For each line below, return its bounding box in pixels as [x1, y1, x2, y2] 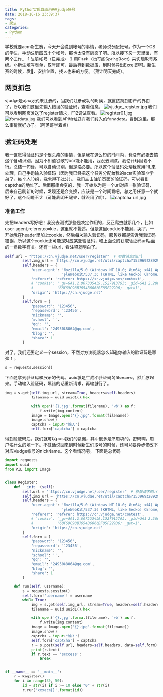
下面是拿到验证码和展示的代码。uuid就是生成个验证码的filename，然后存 [5, 375, 150, 380]
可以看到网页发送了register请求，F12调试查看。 [5, 110, 99, 116]
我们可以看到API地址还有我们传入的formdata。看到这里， [36, 116, 151, 122]
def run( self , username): [14, 584, 66, 589]
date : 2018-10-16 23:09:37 [5, 12, 60, 17]
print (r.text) [31, 647, 60, 652]
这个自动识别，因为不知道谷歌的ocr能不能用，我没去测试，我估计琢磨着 [5, 158, 148, 163]
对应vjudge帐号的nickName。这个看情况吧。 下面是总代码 [5, 448, 121, 454]
